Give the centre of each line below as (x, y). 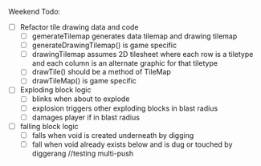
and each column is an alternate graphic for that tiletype (125, 63)
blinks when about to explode (81, 99)
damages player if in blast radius (86, 117)
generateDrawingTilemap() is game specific (104, 45)
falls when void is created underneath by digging (113, 135)
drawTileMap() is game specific (84, 81)
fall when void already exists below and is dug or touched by (132, 144)
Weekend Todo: (35, 12)
